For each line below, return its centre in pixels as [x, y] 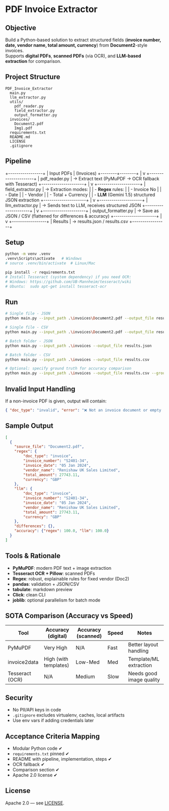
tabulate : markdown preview [43, 589]
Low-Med [88, 662]
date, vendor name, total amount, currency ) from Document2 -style [76, 45]
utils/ [17, 102]
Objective [21, 28]
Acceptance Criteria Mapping [53, 736]
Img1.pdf [23, 128]
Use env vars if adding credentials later [53, 721]
